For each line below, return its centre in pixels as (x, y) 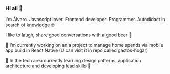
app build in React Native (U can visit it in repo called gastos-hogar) (77, 50)
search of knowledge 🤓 (30, 25)
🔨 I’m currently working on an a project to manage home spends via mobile (84, 45)
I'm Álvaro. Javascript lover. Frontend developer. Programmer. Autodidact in (85, 20)
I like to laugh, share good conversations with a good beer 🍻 (69, 35)
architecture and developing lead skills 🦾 (48, 66)
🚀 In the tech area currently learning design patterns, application (73, 61)
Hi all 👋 (14, 8)
